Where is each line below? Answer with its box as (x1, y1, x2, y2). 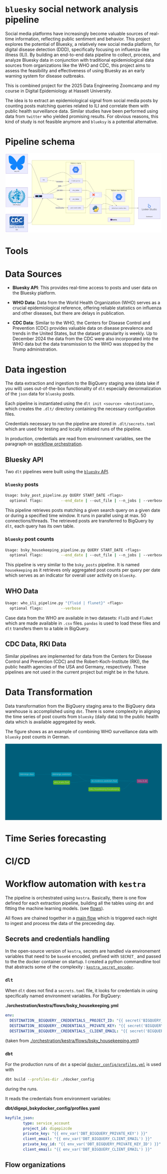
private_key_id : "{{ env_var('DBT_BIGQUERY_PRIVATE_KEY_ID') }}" (23, 1142, 162, 1147)
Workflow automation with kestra (5, 878, 146, 890)
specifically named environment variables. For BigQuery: (5, 993, 122, 999)
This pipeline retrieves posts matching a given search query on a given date (5, 507, 161, 514)
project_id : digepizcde (23, 1126, 72, 1131)
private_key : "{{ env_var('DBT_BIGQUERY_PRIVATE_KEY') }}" (23, 1131, 148, 1136)
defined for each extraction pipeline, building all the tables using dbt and (5, 900, 154, 906)
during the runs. (5, 1086, 38, 1092)
